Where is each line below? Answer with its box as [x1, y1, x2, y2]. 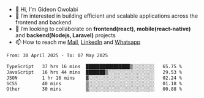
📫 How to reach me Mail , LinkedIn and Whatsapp [15, 38, 141, 46]
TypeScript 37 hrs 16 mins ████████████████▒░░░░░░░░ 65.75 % [6, 63, 183, 69]
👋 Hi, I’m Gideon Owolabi [15, 6, 78, 13]
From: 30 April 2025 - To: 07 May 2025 [6, 52, 108, 58]
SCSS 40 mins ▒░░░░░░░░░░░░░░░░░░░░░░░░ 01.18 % [6, 80, 183, 86]
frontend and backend [15, 19, 72, 26]
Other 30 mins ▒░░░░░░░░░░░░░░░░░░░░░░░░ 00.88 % [6, 86, 183, 93]
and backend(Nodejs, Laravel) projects [15, 32, 116, 39]
